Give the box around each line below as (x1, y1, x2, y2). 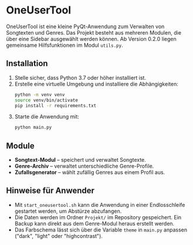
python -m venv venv (14, 91, 65, 97)
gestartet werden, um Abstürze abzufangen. (14, 207, 122, 215)
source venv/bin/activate (14, 97, 78, 103)
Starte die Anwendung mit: (14, 113, 79, 120)
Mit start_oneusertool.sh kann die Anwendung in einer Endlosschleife (14, 201, 185, 208)
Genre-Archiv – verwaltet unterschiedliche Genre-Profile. (14, 162, 154, 170)
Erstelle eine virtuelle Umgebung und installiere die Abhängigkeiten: (14, 80, 179, 87)
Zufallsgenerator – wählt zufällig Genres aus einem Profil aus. (14, 169, 165, 176)
